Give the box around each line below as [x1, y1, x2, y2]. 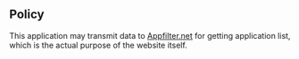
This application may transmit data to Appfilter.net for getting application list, [9, 30, 291, 41]
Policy [9, 7, 45, 22]
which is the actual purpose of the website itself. [9, 40, 187, 50]
